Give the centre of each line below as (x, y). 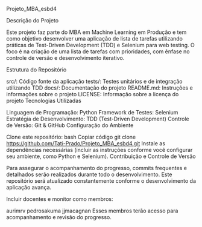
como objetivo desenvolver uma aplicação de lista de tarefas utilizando (94, 38)
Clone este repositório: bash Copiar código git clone (71, 137)
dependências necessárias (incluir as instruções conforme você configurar (99, 150)
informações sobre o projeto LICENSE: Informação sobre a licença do (93, 94)
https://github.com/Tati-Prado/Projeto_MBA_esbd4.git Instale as (86, 143)
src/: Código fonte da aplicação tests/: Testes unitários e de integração (94, 81)
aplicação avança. (29, 187)
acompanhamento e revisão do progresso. (59, 217)
